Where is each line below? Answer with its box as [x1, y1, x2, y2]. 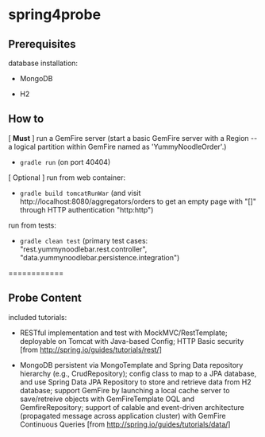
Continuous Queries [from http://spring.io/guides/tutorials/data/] [19, 419, 231, 429]
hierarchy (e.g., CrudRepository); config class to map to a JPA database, [19, 369, 257, 378]
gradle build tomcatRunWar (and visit [19, 188, 141, 197]
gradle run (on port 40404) [19, 157, 111, 166]
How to [8, 112, 44, 126]
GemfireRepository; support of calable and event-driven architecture [19, 402, 244, 412]
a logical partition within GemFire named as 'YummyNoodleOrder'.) [8, 142, 227, 151]
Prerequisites [8, 37, 76, 51]
